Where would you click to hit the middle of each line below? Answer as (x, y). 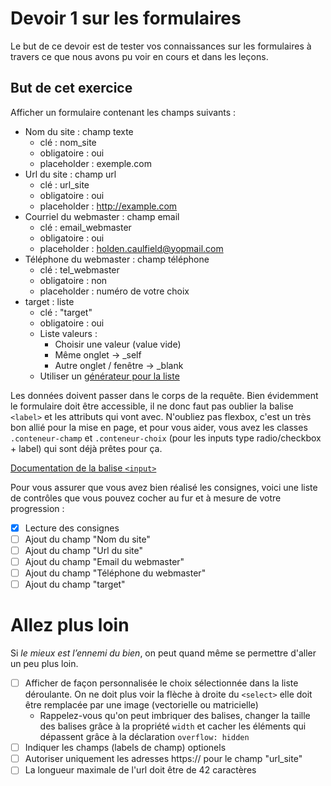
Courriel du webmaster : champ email (102, 216)
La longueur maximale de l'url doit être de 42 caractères (140, 770)
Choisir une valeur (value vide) (118, 344)
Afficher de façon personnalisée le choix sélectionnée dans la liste (161, 683)
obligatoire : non (73, 280)
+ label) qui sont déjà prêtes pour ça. (86, 448)
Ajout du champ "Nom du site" (87, 539)
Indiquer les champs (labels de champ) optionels (125, 748)
